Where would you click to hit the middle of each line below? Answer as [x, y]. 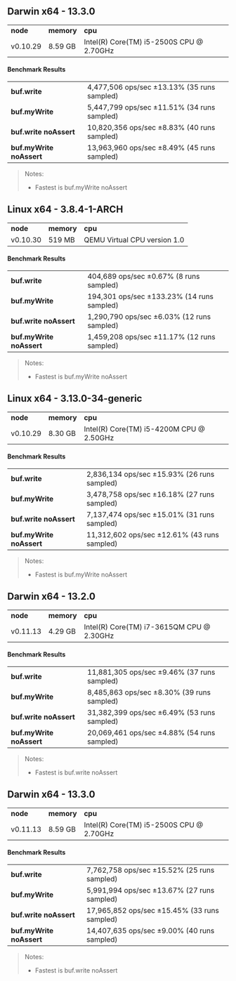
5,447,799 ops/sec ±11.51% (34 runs [151, 107]
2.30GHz [99, 636]
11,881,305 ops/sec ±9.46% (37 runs [151, 672]
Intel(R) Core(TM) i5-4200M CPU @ [144, 429]
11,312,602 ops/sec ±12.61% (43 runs [153, 535]
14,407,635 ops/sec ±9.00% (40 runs [151, 931]
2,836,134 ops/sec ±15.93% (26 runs [151, 475]
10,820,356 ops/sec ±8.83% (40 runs [151, 128]
